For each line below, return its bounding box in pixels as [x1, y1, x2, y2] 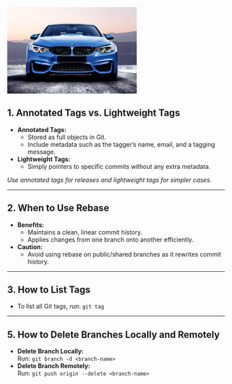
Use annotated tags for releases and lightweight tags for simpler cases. [7, 176, 212, 184]
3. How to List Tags [7, 284, 91, 296]
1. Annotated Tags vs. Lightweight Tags [7, 107, 181, 119]
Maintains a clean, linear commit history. [27, 228, 143, 236]
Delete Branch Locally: [17, 347, 84, 356]
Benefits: [17, 221, 45, 229]
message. [27, 147, 56, 156]
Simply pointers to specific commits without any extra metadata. [27, 162, 211, 170]
